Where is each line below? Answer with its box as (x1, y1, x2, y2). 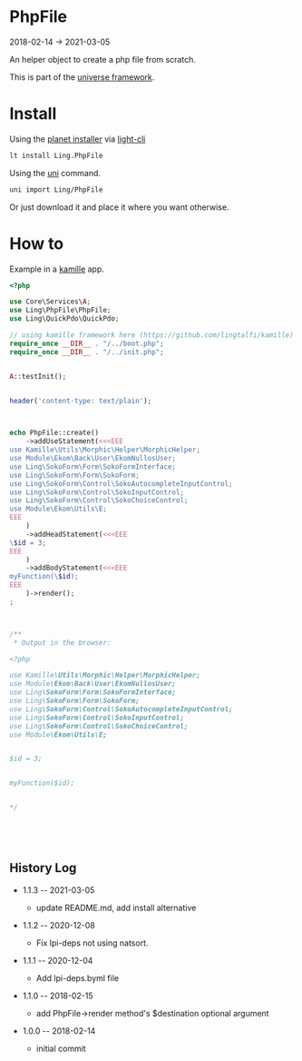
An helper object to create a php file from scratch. (9, 54, 197, 64)
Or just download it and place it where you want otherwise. (9, 202, 229, 213)
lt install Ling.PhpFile (9, 151, 103, 160)
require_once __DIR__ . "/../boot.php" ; (9, 339, 165, 348)
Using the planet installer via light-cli (9, 134, 146, 144)
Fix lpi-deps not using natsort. (35, 937, 149, 948)
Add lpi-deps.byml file (35, 972, 120, 983)
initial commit (35, 1043, 86, 1054)
